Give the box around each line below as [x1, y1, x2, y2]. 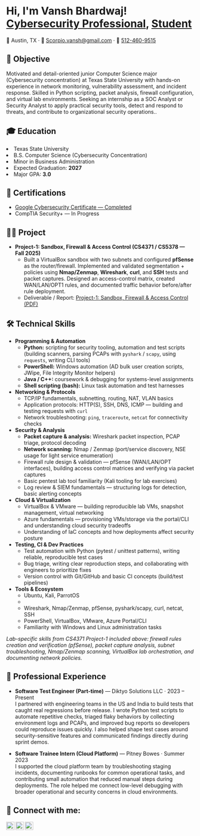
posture [23, 534, 44, 542]
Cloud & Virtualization [14, 497, 71, 503]
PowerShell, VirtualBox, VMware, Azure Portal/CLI [23, 618, 147, 624]
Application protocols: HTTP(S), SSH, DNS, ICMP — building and [23, 401, 183, 408]
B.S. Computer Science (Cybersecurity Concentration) [14, 151, 147, 159]
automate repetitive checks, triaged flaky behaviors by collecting [14, 713, 175, 720]
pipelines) [23, 579, 49, 586]
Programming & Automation [14, 338, 86, 345]
